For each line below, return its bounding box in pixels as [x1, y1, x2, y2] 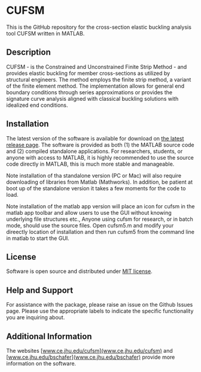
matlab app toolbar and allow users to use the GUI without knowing [6, 209, 172, 216]
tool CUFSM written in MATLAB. [6, 29, 85, 37]
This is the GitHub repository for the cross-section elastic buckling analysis [6, 23, 191, 31]
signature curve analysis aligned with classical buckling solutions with [6, 95, 179, 102]
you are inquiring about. [6, 314, 65, 321]
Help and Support [6, 285, 74, 295]
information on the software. [6, 360, 77, 367]
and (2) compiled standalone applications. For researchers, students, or [6, 148, 183, 155]
